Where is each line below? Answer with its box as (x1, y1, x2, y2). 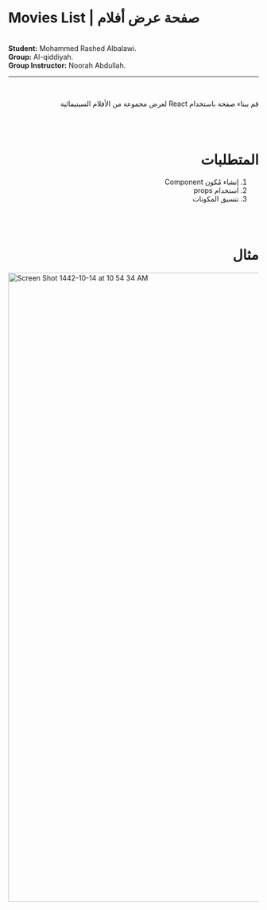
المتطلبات (200, 151, 259, 169)
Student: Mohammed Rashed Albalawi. (8, 43, 137, 53)
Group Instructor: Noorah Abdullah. (8, 61, 126, 70)
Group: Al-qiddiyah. (8, 52, 74, 61)
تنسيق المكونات (192, 194, 239, 203)
